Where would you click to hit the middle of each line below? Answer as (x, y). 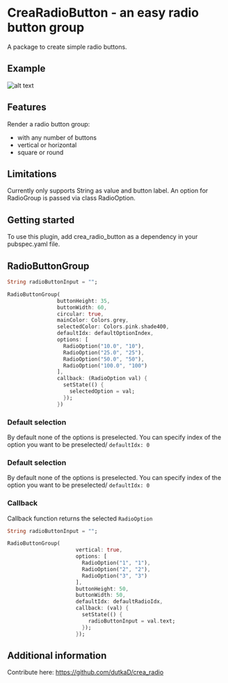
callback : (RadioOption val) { (102, 379)
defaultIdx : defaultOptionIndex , (105, 334)
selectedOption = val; (102, 391)
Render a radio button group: (49, 124)
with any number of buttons (57, 138)
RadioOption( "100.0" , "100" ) (105, 365)
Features (27, 107)
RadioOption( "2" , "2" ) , (116, 569)
